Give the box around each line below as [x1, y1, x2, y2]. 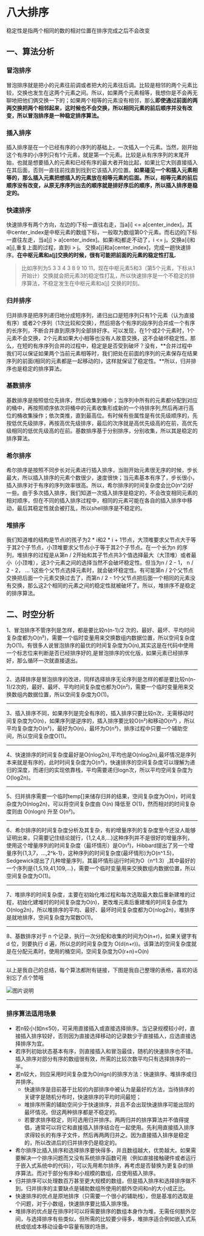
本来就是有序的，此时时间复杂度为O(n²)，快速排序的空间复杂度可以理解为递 [6, 759, 195, 766]
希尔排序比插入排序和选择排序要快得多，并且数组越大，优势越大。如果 [15, 1146, 191, 1154]
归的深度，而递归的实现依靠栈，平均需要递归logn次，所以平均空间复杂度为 [6, 766, 193, 774]
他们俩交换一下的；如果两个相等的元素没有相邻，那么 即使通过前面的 [22, 96, 192, 104]
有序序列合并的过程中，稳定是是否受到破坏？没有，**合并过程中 [32, 342, 193, 349]
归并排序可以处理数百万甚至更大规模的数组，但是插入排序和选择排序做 [15, 1177, 191, 1184]
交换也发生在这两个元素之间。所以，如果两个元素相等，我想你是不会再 [16, 89, 192, 96]
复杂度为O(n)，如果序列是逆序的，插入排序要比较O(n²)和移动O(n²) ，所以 [11, 717, 195, 724]
